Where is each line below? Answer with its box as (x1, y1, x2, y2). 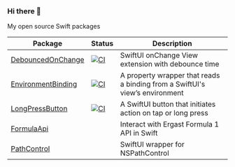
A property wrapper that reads (120, 71, 220, 80)
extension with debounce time (120, 59, 220, 69)
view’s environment (120, 88, 184, 98)
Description (152, 38, 192, 48)
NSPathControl (120, 148, 169, 158)
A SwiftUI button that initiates (120, 99, 216, 109)
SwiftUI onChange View (120, 50, 198, 60)
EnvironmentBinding (10, 80, 78, 89)
